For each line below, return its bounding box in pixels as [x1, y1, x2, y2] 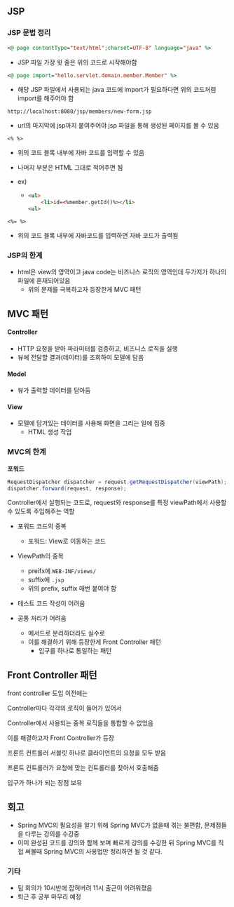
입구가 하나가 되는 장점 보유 [7, 779, 83, 787]
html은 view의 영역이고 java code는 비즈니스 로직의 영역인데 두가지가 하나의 [17, 268, 227, 276]
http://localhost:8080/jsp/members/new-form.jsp [7, 108, 152, 115]
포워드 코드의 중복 [17, 522, 67, 530]
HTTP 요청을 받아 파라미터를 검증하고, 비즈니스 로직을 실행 [17, 344, 179, 353]
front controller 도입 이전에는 [7, 689, 88, 697]
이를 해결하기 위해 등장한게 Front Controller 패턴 [27, 638, 161, 646]
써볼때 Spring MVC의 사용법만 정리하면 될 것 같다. [25, 847, 163, 856]
